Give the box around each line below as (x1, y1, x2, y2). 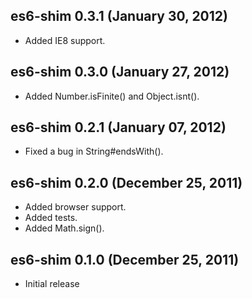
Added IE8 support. (24, 34, 106, 46)
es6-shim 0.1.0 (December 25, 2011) (10, 251, 240, 268)
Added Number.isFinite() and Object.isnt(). (24, 90, 200, 102)
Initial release (24, 278, 80, 290)
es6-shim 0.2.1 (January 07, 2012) (10, 119, 227, 136)
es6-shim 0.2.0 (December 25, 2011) (10, 174, 243, 191)
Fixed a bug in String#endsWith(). (24, 145, 164, 158)
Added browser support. (24, 201, 127, 213)
